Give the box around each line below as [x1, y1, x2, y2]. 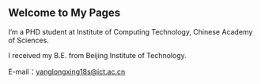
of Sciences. [8, 35, 49, 45]
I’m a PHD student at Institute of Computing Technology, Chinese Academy [8, 27, 253, 36]
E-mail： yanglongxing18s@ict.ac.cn [8, 67, 126, 76]
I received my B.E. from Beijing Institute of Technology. [8, 50, 187, 60]
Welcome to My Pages [8, 6, 121, 20]
